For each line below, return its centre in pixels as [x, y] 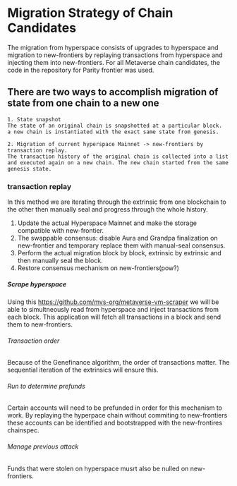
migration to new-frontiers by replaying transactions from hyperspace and [115, 55]
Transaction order [34, 341]
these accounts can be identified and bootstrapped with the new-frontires [115, 423]
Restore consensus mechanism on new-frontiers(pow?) [98, 268]
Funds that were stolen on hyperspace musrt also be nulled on [98, 468]
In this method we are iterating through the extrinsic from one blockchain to [117, 202]
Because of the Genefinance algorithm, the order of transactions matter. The [119, 363]
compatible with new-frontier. [61, 231]
